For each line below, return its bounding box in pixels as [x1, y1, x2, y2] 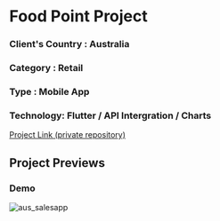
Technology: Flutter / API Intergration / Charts [9, 109, 212, 122]
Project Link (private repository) [9, 130, 126, 140]
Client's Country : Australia [9, 38, 130, 51]
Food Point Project [9, 6, 149, 27]
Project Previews [9, 155, 105, 170]
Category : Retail [9, 62, 84, 75]
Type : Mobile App [9, 85, 90, 98]
